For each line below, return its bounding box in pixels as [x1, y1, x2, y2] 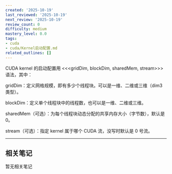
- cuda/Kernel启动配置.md [5, 46, 58, 51]
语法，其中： [5, 71, 32, 77]
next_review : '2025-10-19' [5, 17, 63, 22]
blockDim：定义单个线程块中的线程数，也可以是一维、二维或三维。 [5, 99, 146, 105]
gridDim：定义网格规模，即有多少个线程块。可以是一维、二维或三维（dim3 [5, 82, 163, 89]
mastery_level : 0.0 [5, 31, 47, 36]
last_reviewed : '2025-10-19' [5, 12, 68, 17]
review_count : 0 [5, 21, 40, 27]
